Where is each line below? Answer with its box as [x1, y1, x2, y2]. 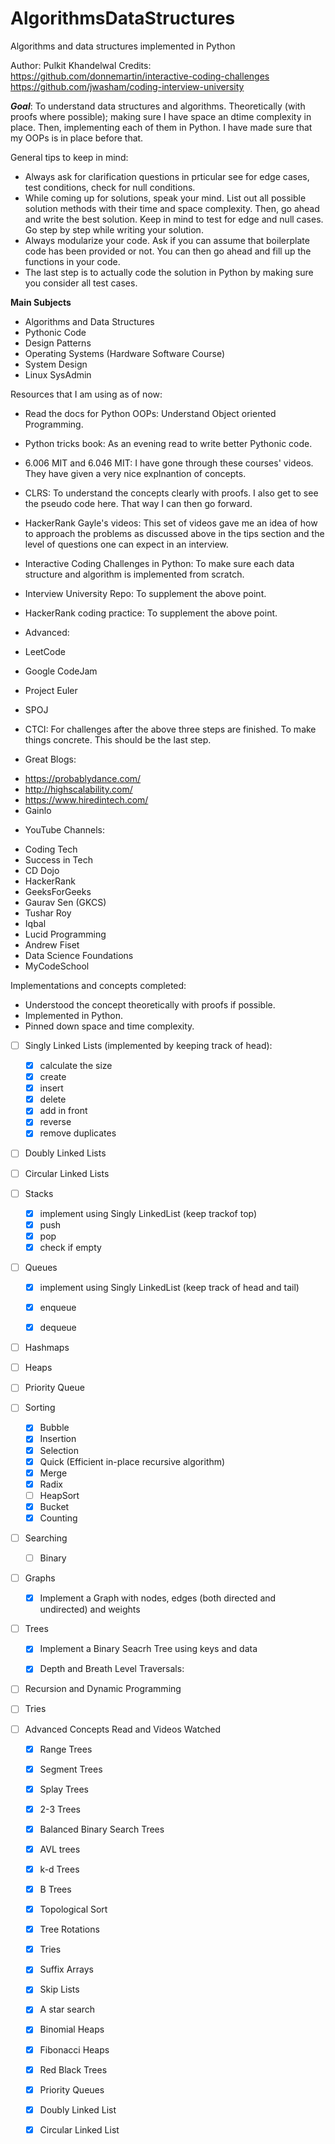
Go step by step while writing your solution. [24, 223, 204, 236]
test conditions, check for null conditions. [24, 181, 196, 193]
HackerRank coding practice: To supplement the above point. [24, 607, 278, 619]
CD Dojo [24, 864, 60, 876]
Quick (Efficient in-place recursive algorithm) [39, 1455, 226, 1467]
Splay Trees [39, 1783, 89, 1795]
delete [39, 1093, 67, 1106]
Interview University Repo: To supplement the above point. [24, 587, 267, 599]
